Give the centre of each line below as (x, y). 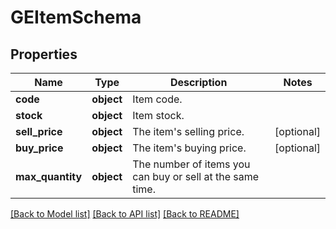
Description (198, 82)
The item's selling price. (188, 131)
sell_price (39, 131)
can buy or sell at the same (196, 176)
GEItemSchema (76, 17)
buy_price (39, 148)
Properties (44, 54)
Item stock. (158, 115)
